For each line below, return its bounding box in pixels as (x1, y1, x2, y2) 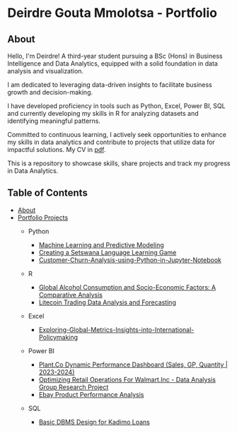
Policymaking (38, 333, 79, 341)
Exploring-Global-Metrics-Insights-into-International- (38, 325, 195, 333)
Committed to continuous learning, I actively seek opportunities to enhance (7, 131, 226, 138)
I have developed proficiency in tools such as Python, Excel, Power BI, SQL (7, 102, 226, 110)
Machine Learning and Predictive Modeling (38, 240, 164, 249)
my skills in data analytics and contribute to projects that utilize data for (7, 138, 216, 146)
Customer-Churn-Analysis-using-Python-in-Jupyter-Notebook (38, 256, 221, 264)
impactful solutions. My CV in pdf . (7, 146, 106, 153)
